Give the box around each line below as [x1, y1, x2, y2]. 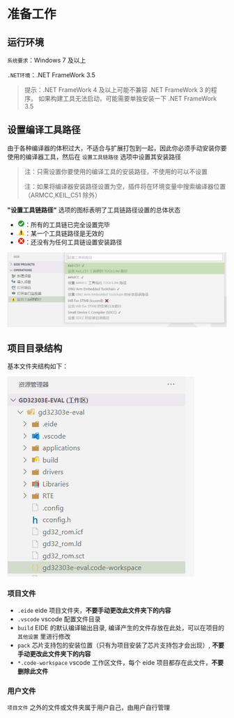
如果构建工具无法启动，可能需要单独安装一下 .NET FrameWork [38, 95, 217, 102]
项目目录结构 [7, 342, 63, 354]
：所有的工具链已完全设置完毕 [24, 220, 110, 228]
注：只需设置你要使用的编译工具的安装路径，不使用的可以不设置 [24, 167, 208, 175]
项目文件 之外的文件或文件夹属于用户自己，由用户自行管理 [7, 703, 171, 711]
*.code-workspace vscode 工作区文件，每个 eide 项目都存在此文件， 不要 [17, 658, 224, 666]
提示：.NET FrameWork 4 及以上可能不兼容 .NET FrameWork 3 [24, 86, 203, 94]
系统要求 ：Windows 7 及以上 [7, 56, 86, 64]
